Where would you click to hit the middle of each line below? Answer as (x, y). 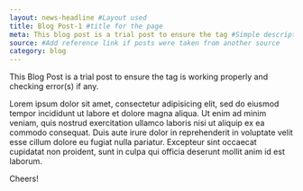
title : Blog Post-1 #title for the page (87, 26)
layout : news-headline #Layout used (78, 18)
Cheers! (24, 179)
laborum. (26, 161)
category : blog (38, 51)
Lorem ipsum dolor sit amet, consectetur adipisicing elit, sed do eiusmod (144, 104)
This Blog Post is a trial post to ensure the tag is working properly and (139, 77)
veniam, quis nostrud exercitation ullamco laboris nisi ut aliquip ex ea (137, 123)
